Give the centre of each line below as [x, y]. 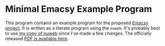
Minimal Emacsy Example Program [79, 9]
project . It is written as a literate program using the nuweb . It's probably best [82, 28]
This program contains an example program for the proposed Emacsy [77, 23]
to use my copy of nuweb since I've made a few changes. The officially [78, 33]
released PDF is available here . [37, 39]
